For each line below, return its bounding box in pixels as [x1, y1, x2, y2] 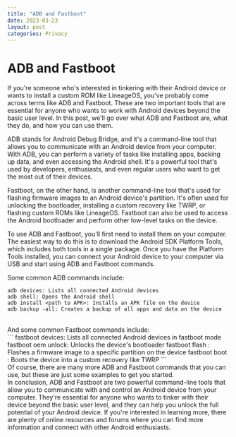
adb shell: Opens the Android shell [7, 294, 115, 301]
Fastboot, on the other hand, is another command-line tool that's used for [7, 186, 221, 195]
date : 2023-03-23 [7, 17, 58, 24]
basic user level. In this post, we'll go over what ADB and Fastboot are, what [7, 114, 228, 122]
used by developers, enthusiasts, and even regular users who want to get [7, 165, 221, 174]
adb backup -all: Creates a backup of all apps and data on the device [7, 306, 222, 313]
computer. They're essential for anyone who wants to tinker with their [7, 393, 209, 402]
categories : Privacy [7, 30, 68, 37]
